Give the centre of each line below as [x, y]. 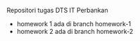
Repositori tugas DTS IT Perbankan [57, 10]
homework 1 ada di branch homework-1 [74, 24]
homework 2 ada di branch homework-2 [75, 31]
